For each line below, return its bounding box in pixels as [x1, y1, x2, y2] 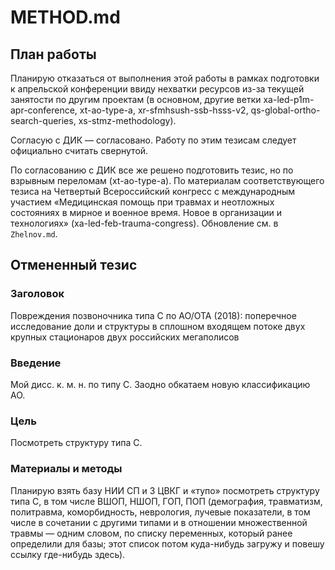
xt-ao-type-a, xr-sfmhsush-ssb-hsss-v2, [79, 104, 249, 116]
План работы [10, 46, 97, 63]
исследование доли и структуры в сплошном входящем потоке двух [10, 320, 306, 332]
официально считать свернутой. [10, 145, 149, 156]
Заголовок [10, 287, 65, 301]
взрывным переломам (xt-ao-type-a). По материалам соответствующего [10, 175, 325, 186]
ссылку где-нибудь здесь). [10, 548, 126, 560]
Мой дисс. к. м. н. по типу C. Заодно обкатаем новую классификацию [10, 378, 311, 390]
